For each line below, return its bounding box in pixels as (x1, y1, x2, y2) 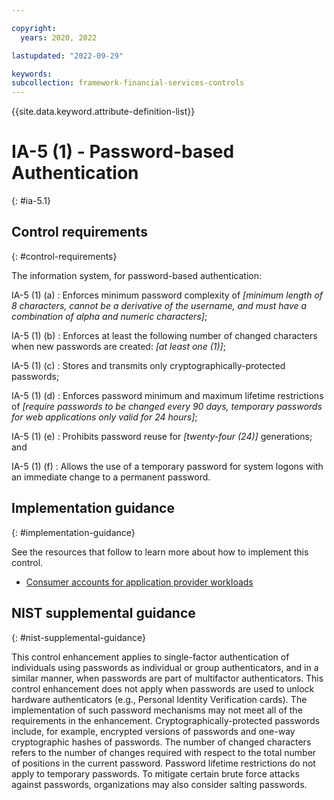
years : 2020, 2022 (20, 32, 98, 43)
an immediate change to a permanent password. (11, 471, 211, 483)
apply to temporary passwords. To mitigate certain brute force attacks (11, 767, 300, 780)
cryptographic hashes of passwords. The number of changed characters (11, 736, 312, 748)
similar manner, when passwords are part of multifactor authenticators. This (11, 672, 324, 684)
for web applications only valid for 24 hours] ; (11, 411, 198, 423)
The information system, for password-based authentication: (11, 269, 262, 281)
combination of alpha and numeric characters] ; (11, 310, 208, 322)
